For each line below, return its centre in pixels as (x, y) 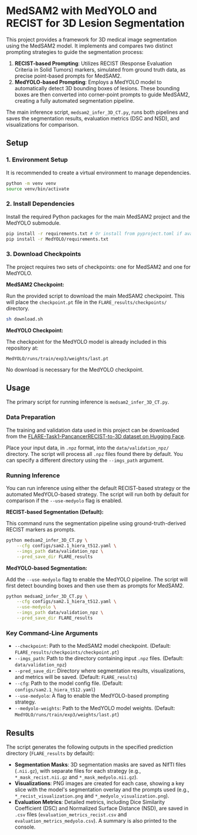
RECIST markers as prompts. (41, 530)
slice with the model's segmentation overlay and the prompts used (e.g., (102, 789)
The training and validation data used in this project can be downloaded (93, 430)
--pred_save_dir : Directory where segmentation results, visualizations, (100, 671)
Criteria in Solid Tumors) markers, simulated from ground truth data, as (100, 69)
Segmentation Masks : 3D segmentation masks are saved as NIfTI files (100, 765)
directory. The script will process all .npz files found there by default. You (95, 454)
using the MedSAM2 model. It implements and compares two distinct (89, 46)
